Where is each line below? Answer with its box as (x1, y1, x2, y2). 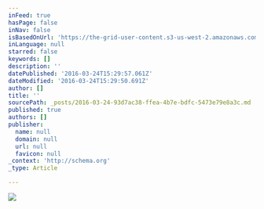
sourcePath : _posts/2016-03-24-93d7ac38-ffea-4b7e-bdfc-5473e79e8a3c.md (8, 99, 251, 106)
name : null (15, 128, 51, 135)
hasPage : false (8, 19, 58, 27)
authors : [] (8, 114, 47, 121)
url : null (15, 142, 47, 150)
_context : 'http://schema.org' (8, 157, 111, 165)
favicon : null (15, 150, 61, 157)
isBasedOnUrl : (8, 33, 55, 41)
